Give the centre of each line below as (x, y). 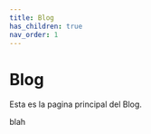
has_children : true (46, 26)
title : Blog (32, 18)
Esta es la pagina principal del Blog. (76, 104)
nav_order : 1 (34, 34)
